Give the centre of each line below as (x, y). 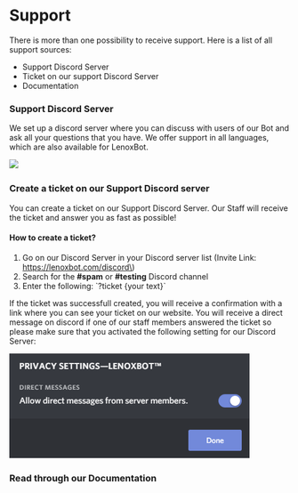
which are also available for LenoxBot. (79, 147)
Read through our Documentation (83, 478)
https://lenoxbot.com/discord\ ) (78, 267)
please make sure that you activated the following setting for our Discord (142, 331)
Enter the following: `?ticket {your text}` (94, 286)
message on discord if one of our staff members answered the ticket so (141, 322)
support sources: (40, 49)
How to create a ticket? (52, 238)
